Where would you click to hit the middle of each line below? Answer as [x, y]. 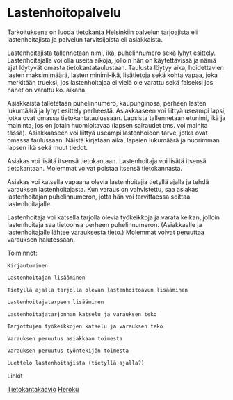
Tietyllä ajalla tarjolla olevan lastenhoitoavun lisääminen [98, 290]
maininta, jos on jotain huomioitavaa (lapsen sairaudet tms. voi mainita [107, 125]
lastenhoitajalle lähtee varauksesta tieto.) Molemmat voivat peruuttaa [106, 232]
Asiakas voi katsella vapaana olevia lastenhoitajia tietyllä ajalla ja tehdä [108, 181]
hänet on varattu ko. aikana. [47, 90]
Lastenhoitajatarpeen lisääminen [56, 302]
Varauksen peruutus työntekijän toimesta [68, 351]
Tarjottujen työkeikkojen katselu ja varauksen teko [85, 326]
